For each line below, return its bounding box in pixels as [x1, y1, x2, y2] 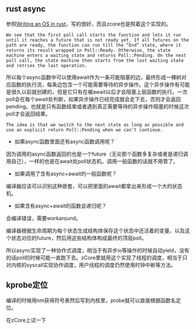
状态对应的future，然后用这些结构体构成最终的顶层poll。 [10, 234, 147, 241]
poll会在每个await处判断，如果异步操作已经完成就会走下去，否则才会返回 [6, 95, 181, 102]
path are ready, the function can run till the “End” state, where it [6, 42, 181, 48]
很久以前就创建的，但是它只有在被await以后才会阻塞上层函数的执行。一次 [10, 88, 188, 95]
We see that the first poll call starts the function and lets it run [6, 32, 181, 38]
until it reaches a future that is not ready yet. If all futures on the [6, 37, 190, 43]
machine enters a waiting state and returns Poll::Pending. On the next [6, 52, 187, 58]
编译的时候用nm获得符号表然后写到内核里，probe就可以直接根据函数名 [6, 297, 176, 304]
